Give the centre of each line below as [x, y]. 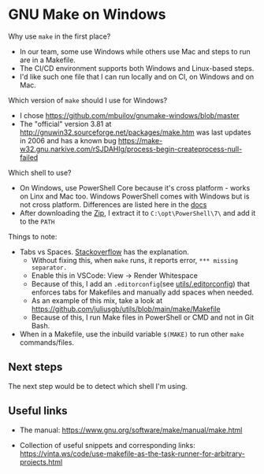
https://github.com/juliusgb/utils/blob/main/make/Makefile [126, 309]
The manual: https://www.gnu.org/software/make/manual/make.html [131, 430]
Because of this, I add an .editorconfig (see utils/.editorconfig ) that [141, 283]
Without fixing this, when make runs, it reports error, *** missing [135, 260]
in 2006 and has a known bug [68, 140]
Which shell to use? [40, 172]
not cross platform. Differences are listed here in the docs [113, 204]
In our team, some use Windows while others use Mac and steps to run [135, 51]
